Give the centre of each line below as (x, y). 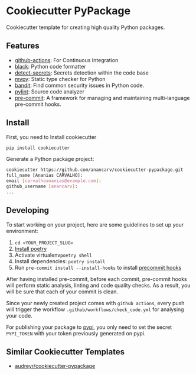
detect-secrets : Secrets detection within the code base (81, 73)
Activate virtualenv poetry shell (53, 255)
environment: (22, 231)
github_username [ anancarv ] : (42, 187)
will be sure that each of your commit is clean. (62, 292)
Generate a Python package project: (50, 159)
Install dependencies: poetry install (60, 261)
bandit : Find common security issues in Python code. (79, 85)
